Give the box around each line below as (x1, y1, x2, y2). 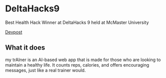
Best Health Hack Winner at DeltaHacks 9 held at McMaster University (5, 19, 149, 25)
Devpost (5, 29, 22, 35)
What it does (5, 43, 46, 52)
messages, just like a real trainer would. (5, 67, 86, 73)
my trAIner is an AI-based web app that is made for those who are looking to (5, 57, 161, 63)
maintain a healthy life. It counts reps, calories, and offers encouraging (5, 62, 150, 68)
